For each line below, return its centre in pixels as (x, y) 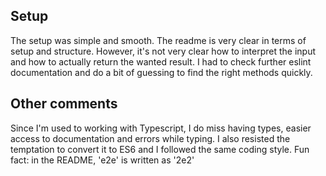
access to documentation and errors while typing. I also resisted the (150, 138)
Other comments (64, 104)
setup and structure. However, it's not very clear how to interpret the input (163, 51)
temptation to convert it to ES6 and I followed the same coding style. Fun (160, 149)
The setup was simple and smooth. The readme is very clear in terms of (158, 40)
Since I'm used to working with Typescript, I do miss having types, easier (161, 128)
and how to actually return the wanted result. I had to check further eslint (161, 61)
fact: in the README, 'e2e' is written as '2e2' (102, 160)
